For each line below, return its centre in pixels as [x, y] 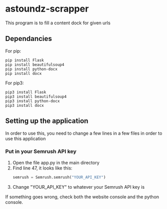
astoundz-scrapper [47, 9]
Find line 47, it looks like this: [42, 168]
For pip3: [15, 83]
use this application [26, 138]
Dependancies [29, 39]
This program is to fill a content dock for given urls [58, 23]
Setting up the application [47, 121]
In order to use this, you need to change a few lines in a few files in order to [84, 133]
